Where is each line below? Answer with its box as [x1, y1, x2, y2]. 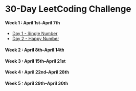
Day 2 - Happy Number [12, 36, 60, 42]
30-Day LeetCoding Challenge [5, 3, 131, 15]
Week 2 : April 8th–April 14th [5, 47, 65, 53]
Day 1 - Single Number [12, 31, 58, 36]
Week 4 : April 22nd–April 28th [5, 69, 69, 75]
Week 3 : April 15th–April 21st [5, 58, 66, 64]
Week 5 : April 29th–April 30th [5, 80, 68, 86]
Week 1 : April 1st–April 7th [5, 19, 60, 25]
